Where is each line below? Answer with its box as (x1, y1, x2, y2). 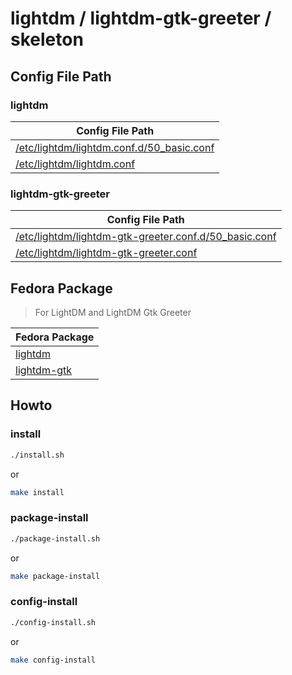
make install (10, 487, 65, 497)
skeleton (10, 28, 84, 51)
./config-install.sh (10, 617, 97, 627)
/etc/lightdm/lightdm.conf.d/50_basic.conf (15, 140, 215, 154)
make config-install (10, 655, 97, 665)
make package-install (10, 571, 101, 581)
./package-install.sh (10, 533, 101, 544)
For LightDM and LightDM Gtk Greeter (34, 306, 192, 318)
